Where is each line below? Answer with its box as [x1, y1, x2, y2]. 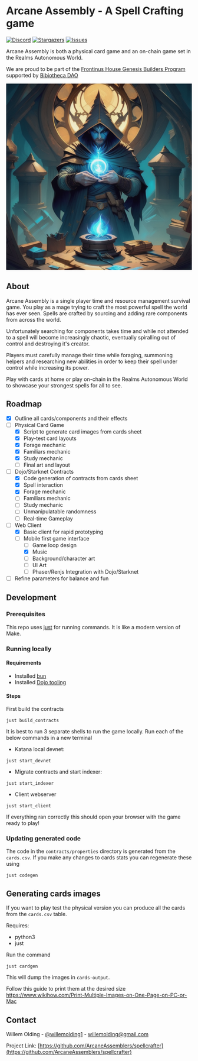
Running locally [6, 645, 52, 653]
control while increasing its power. [6, 364, 90, 371]
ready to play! [6, 820, 39, 827]
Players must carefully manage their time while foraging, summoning [6, 351, 173, 358]
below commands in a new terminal [6, 735, 93, 742]
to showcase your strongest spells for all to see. [6, 381, 123, 389]
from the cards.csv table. [6, 911, 67, 918]
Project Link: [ [6, 1042, 40, 1049]
